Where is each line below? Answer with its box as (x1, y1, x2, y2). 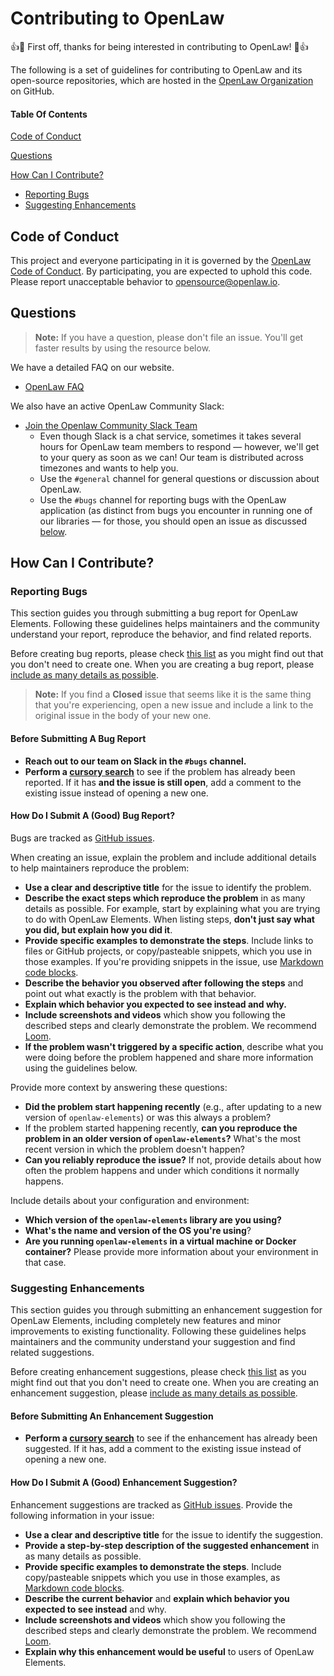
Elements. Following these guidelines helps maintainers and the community (10, 618, 320, 630)
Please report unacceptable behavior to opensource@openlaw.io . (10, 275, 281, 287)
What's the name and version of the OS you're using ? (24, 1224, 252, 1236)
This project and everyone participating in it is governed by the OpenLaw (10, 254, 312, 266)
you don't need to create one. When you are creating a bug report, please (10, 658, 315, 671)
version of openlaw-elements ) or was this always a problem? (24, 1111, 272, 1123)
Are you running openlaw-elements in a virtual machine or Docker (24, 1235, 297, 1247)
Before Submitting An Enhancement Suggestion (10, 1410, 214, 1422)
